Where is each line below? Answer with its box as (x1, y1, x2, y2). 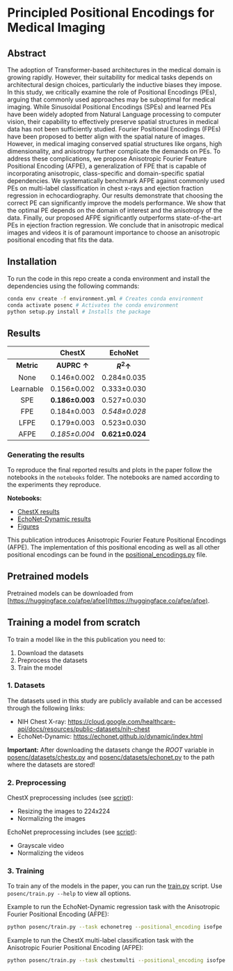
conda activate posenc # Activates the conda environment (7, 301, 179, 309)
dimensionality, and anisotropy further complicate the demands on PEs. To (7, 147, 221, 155)
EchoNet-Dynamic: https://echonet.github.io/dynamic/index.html (17, 732, 203, 740)
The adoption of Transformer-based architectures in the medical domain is (7, 66, 221, 74)
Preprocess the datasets (17, 656, 88, 664)
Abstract (7, 47, 47, 59)
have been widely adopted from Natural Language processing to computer (7, 110, 221, 118)
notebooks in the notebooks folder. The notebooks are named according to (7, 473, 220, 481)
